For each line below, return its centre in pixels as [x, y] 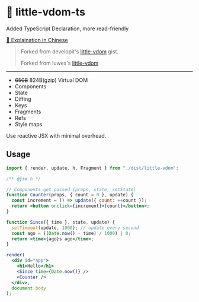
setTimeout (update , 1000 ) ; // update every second [75, 228]
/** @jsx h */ [24, 179]
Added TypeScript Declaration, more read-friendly [68, 28]
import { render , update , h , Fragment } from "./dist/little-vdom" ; [92, 168]
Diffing [23, 99]
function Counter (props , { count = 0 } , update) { [70, 195]
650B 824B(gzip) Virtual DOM [51, 80]
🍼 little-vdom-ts [46, 12]
